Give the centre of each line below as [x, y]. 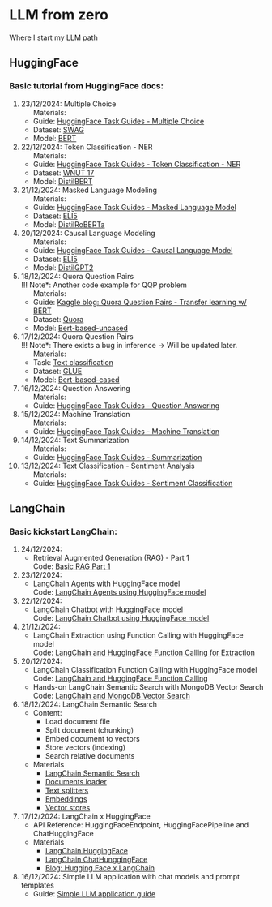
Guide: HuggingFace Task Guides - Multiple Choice [119, 121]
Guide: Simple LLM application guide [94, 894]
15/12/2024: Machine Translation [75, 414]
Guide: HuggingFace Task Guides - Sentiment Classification [133, 483]
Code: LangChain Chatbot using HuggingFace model [121, 618]
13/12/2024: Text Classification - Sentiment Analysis [108, 466]
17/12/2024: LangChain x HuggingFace [85, 816]
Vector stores [68, 808]
